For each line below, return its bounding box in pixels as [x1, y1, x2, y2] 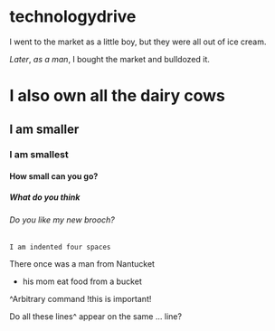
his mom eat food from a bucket [22, 276, 142, 287]
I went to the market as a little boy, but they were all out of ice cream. [9, 36, 267, 47]
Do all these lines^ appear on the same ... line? [9, 310, 183, 322]
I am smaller [9, 121, 80, 137]
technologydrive [9, 6, 137, 27]
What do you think [9, 192, 81, 203]
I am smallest [9, 148, 70, 161]
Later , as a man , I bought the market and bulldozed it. [9, 53, 211, 64]
